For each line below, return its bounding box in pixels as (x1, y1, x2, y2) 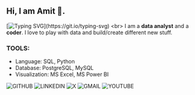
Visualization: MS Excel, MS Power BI (15, 71, 109, 78)
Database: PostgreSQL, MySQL (15, 65, 94, 72)
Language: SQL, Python (15, 58, 75, 65)
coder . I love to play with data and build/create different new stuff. (6, 29, 172, 36)
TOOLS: (6, 44, 30, 52)
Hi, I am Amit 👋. (6, 6, 65, 16)
